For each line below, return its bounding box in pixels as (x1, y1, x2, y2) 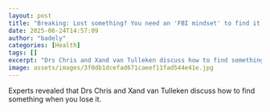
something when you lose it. (8, 94, 102, 104)
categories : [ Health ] (8, 42, 81, 50)
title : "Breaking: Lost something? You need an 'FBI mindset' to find (8, 19, 250, 27)
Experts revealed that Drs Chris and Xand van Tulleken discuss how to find (8, 86, 256, 95)
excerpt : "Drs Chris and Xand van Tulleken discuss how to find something (8, 57, 264, 65)
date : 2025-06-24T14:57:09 (8, 26, 99, 34)
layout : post (8, 11, 52, 20)
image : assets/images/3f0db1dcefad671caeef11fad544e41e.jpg (8, 64, 215, 72)
